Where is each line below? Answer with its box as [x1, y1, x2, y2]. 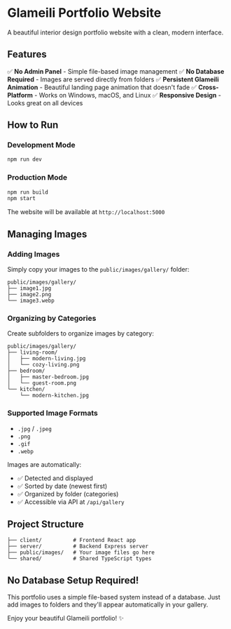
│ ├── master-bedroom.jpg [7, 373, 90, 380]
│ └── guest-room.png [7, 380, 77, 387]
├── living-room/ [7, 349, 58, 356]
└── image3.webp [7, 297, 55, 305]
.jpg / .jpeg [17, 424, 52, 432]
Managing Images [7, 228, 87, 240]
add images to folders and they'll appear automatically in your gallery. [7, 600, 209, 609]
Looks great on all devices [7, 98, 83, 107]
